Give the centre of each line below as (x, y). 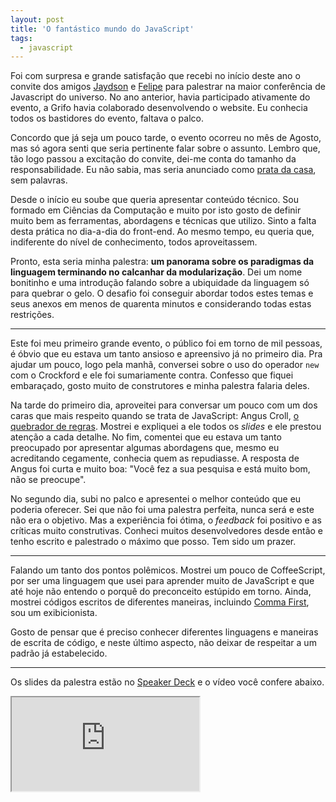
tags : (21, 38)
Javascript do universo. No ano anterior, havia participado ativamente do (160, 97)
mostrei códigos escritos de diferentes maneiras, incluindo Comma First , (160, 602)
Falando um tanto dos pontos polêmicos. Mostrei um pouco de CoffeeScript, (168, 570)
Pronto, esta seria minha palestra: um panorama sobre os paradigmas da (162, 262)
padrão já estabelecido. (59, 653)
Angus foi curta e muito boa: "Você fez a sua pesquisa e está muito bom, (160, 469)
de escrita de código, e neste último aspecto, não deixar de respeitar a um (163, 643)
